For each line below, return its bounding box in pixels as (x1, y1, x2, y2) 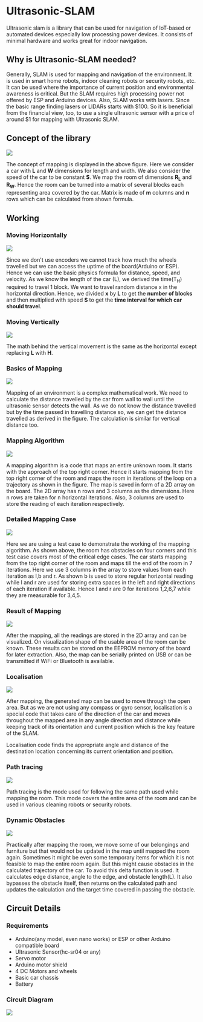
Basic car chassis (14, 974, 59, 981)
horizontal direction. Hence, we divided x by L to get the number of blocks (6, 289, 193, 297)
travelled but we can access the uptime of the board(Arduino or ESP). (6, 262, 179, 270)
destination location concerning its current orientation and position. (6, 748, 174, 755)
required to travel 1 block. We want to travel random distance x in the (6, 283, 177, 291)
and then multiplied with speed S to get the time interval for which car (6, 296, 182, 303)
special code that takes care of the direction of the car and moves (6, 710, 170, 717)
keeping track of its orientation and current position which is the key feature (6, 723, 195, 731)
